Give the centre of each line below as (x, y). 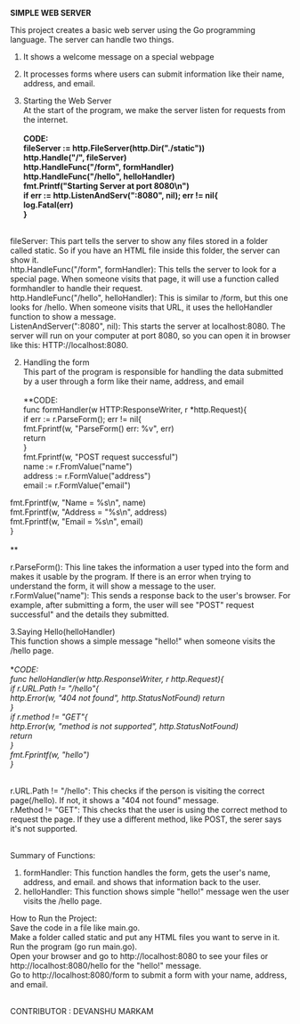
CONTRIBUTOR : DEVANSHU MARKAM (82, 1011)
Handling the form (56, 362)
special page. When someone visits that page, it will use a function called (145, 279)
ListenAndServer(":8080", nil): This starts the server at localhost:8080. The (148, 326)
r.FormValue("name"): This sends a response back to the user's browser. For (150, 595)
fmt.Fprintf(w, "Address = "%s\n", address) (89, 512)
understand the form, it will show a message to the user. (113, 586)
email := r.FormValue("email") (77, 485)
